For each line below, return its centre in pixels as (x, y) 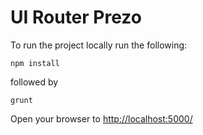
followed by (34, 82)
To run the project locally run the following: (99, 45)
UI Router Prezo (76, 17)
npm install (35, 63)
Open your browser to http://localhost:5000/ (101, 118)
